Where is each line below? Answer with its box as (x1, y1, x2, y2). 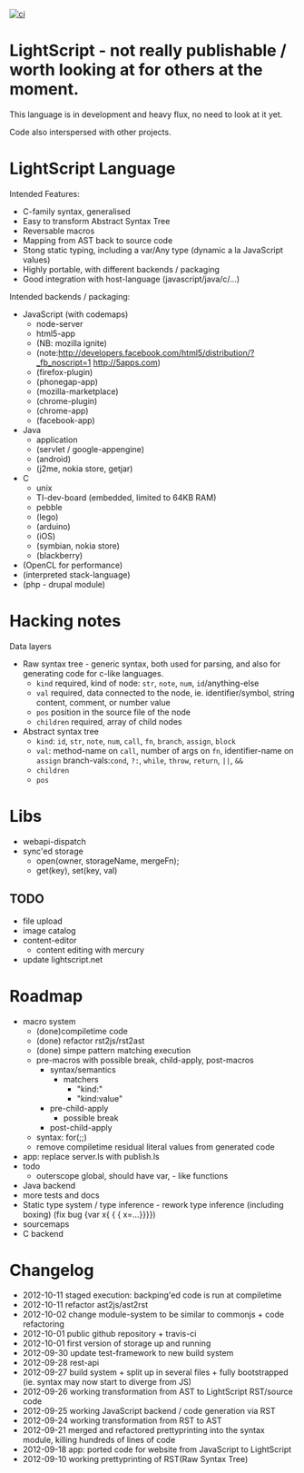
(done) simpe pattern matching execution (35, 1044, 191, 1055)
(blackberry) (35, 549, 83, 560)
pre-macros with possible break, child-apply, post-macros (35, 1054, 254, 1065)
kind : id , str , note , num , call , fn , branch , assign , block (35, 736, 236, 746)
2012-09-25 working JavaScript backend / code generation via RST (22, 1406, 277, 1417)
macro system (22, 1015, 76, 1026)
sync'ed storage (22, 845, 83, 856)
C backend (22, 1228, 64, 1239)
